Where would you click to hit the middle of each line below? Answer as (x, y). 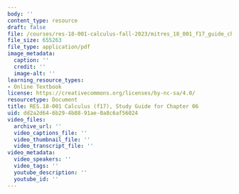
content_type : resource (43, 21)
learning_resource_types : (46, 80)
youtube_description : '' (51, 172)
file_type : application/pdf (49, 47)
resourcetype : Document (43, 100)
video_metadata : (31, 153)
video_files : (27, 119)
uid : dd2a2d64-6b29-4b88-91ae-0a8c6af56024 (73, 113)
